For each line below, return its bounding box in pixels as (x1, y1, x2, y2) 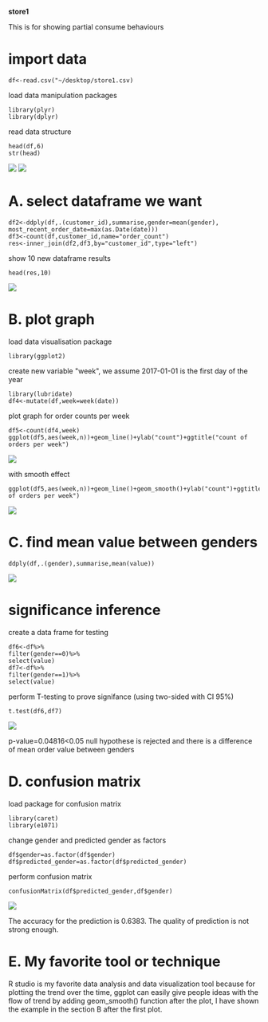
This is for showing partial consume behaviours (8, 22, 164, 31)
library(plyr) (8, 105, 56, 114)
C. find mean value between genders (8, 534, 258, 551)
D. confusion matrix (8, 772, 141, 791)
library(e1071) (8, 821, 59, 829)
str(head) (8, 149, 41, 157)
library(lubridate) (8, 390, 73, 398)
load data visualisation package (8, 337, 112, 346)
